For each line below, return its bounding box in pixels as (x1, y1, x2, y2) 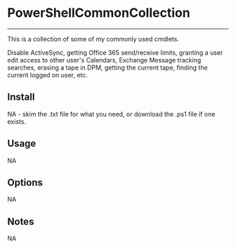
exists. (7, 117, 27, 126)
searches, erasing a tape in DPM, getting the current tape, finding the (7, 63, 209, 72)
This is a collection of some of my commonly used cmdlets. (7, 34, 179, 43)
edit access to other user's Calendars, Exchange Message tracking (7, 56, 202, 64)
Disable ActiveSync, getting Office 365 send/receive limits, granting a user (7, 48, 223, 57)
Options (7, 176, 44, 188)
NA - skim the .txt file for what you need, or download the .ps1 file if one (7, 110, 216, 118)
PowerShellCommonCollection (7, 5, 191, 21)
